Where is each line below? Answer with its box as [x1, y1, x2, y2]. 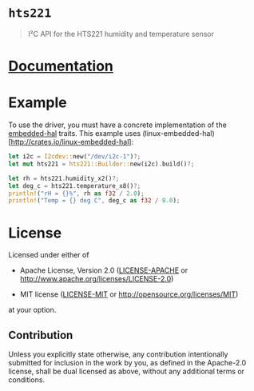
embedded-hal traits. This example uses [8, 129, 141, 138]
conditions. [8, 375, 46, 385]
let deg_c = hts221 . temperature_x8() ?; [8, 182, 141, 190]
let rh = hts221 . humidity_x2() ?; [8, 174, 120, 182]
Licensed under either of [8, 250, 89, 260]
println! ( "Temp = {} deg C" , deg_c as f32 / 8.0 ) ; [8, 197, 181, 205]
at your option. [8, 305, 57, 315]
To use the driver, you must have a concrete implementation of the [8, 120, 228, 130]
